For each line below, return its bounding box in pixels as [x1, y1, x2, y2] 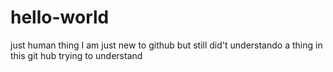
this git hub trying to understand [10, 49, 143, 61]
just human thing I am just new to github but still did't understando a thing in [10, 39, 323, 51]
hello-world [10, 6, 110, 29]
